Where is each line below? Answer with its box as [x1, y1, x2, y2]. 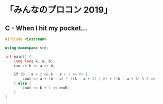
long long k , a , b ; [14, 59, 53, 63]
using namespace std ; [5, 45, 49, 50]
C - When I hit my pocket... [5, 24, 87, 32]
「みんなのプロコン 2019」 [5, 4, 113, 15]
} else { [14, 81, 32, 86]
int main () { [5, 54, 32, 59]
